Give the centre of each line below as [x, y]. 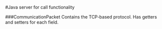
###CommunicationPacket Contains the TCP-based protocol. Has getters [81, 17]
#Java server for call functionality [40, 7]
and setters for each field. [32, 22]
